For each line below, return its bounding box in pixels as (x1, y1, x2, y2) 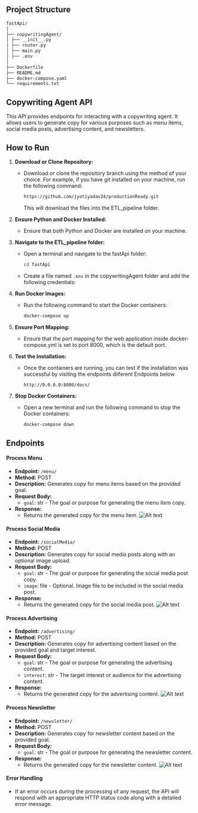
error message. (14, 800, 52, 807)
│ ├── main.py (6, 48, 41, 54)
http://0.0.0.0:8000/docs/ (23, 382, 90, 388)
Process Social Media (6, 525, 60, 532)
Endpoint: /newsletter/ (14, 717, 73, 724)
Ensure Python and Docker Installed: (14, 216, 107, 223)
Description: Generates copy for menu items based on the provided (14, 480, 181, 487)
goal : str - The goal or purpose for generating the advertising (23, 659, 173, 666)
